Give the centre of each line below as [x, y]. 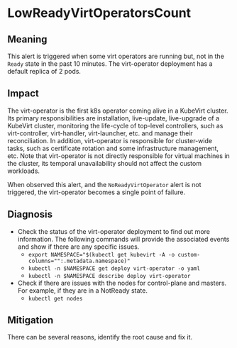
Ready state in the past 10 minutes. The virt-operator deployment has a [110, 64]
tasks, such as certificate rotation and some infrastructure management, [113, 148]
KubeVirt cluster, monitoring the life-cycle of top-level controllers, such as [115, 125]
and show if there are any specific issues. [78, 247]
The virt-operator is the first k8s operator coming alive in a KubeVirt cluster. [118, 111]
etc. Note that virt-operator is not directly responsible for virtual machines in [119, 156]
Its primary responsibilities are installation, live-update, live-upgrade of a [114, 118]
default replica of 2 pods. [44, 71]
